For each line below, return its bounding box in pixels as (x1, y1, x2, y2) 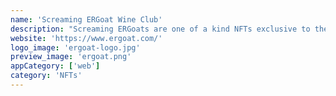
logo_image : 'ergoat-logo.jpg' (10, 42, 141, 53)
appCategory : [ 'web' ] (10, 61, 101, 71)
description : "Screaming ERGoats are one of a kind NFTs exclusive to (10, 24, 311, 34)
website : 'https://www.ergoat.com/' (10, 33, 163, 43)
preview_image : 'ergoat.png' (10, 52, 132, 62)
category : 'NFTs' (10, 71, 83, 81)
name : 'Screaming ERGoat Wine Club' (10, 14, 163, 25)
